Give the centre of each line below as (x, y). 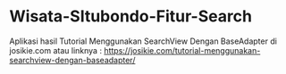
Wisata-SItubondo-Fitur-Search (131, 16)
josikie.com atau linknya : (56, 50)
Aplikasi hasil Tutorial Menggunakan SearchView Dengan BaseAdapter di (143, 41)
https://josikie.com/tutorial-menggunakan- (182, 50)
